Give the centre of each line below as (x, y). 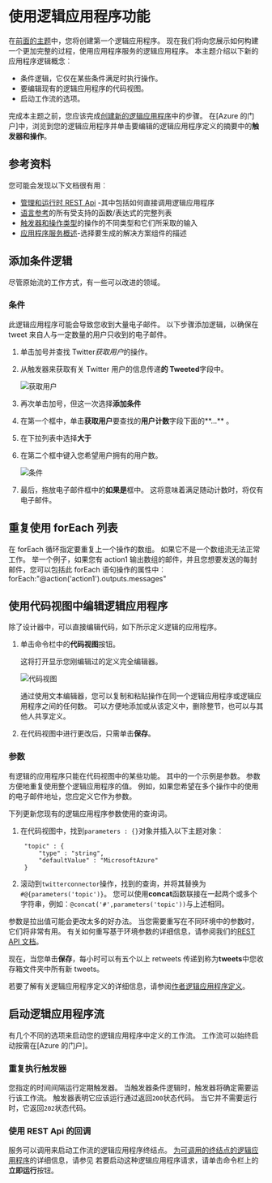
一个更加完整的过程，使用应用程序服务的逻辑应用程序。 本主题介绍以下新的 (134, 50)
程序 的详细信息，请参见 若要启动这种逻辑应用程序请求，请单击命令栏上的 (137, 1160)
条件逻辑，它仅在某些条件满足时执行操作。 (91, 78)
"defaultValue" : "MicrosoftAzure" (98, 860)
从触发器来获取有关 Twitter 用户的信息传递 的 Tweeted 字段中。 (124, 369)
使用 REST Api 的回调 (50, 1131)
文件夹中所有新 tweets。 (63, 969)
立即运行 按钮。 (33, 1171)
